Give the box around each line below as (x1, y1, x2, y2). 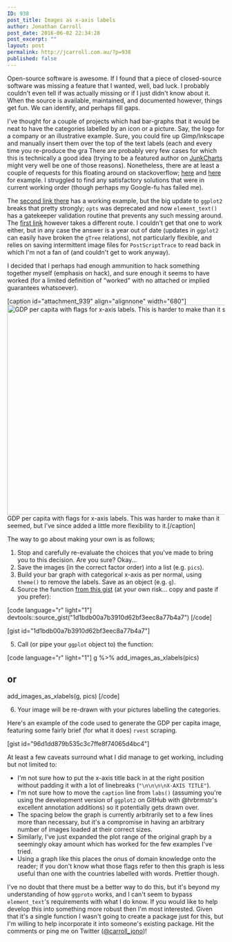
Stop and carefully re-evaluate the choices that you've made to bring (17, 548, 214, 556)
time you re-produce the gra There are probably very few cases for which (7, 146, 217, 154)
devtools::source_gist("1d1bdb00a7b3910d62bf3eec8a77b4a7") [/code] (7, 613, 212, 622)
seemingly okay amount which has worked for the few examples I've (17, 840, 213, 848)
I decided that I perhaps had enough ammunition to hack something (7, 261, 200, 270)
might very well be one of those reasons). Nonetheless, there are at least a (7, 161, 220, 170)
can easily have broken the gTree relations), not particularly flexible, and (7, 233, 212, 242)
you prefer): (17, 592, 52, 601)
